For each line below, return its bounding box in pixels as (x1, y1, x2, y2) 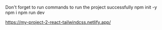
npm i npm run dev (5, 9, 45, 15)
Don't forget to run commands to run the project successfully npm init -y (5, 4, 157, 10)
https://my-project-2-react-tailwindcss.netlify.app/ (5, 19, 111, 25)
